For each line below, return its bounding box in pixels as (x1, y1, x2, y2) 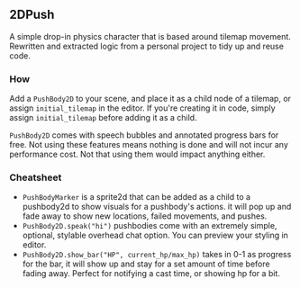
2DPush (9, 7, 55, 22)
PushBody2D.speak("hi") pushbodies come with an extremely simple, (22, 220, 277, 231)
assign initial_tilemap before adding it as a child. (9, 112, 197, 123)
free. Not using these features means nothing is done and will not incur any (9, 139, 288, 150)
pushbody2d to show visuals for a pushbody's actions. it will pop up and (22, 202, 292, 212)
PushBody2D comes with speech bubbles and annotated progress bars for (9, 130, 279, 140)
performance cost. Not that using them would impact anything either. (9, 148, 266, 160)
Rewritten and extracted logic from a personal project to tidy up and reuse (9, 40, 284, 51)
